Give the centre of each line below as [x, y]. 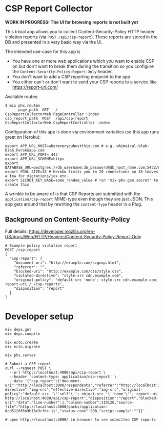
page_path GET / [38, 110]
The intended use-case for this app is [43, 51]
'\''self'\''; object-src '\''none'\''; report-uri [105, 394]
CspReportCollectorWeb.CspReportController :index [58, 123]
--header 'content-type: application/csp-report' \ [63, 377]
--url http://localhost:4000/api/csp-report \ [58, 372]
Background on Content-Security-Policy [68, 219]
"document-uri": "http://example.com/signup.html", [67, 263]
